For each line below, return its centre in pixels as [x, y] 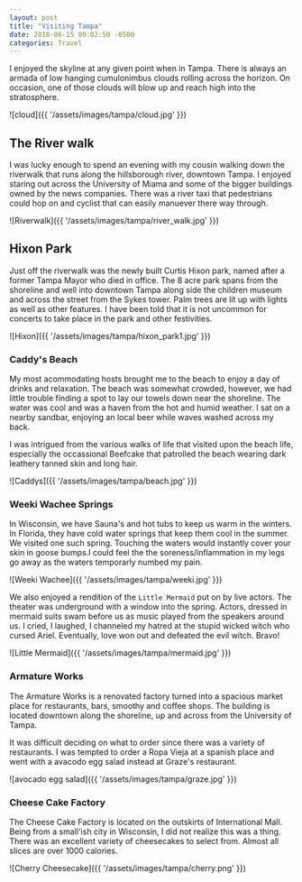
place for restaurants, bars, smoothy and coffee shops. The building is [140, 705]
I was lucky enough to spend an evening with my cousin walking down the [147, 165]
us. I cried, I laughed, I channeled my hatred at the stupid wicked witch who [150, 626]
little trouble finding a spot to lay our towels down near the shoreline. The [145, 399]
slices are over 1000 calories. [64, 851]
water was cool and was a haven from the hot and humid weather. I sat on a [150, 408]
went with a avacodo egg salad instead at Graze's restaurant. [123, 761]
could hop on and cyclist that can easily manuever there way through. [139, 203]
